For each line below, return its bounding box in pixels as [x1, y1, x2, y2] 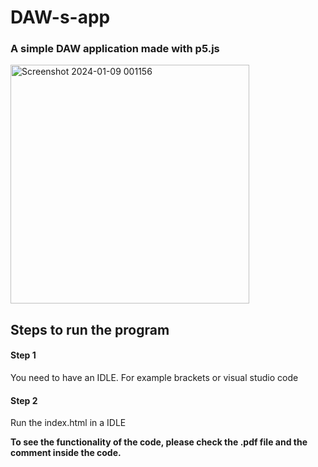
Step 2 [10, 394, 38, 406]
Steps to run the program [10, 321, 170, 338]
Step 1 [10, 349, 37, 361]
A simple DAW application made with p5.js [10, 42, 220, 56]
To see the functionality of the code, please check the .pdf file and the [10, 436, 308, 448]
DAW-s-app [10, 6, 111, 29]
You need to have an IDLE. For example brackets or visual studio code [10, 372, 299, 384]
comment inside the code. [10, 447, 122, 459]
